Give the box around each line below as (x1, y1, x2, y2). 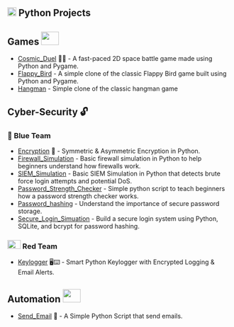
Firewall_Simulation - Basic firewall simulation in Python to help (17, 154, 202, 163)
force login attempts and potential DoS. (17, 176, 133, 185)
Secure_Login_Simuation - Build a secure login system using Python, (17, 214, 218, 223)
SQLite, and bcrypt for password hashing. (17, 222, 140, 230)
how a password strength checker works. (17, 192, 140, 200)
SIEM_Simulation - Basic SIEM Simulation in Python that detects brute (17, 169, 221, 178)
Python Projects (18, 7, 91, 19)
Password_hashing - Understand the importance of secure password (17, 199, 220, 207)
